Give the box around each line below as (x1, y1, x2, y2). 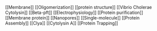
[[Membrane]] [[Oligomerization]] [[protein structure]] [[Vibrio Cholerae (5, 4, 152, 10)
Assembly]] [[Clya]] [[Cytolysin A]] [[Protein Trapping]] (5, 20, 118, 26)
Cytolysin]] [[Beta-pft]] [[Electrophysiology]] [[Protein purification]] (5, 9, 144, 15)
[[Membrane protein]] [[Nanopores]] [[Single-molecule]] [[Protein (5, 15, 140, 20)
